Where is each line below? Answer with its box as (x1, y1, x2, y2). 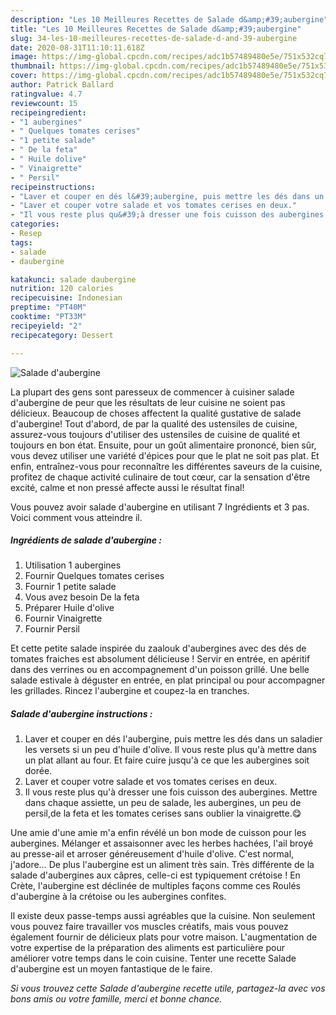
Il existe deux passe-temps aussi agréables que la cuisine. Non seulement (10, 910, 316, 922)
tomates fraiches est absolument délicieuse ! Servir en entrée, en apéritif (10, 653, 311, 665)
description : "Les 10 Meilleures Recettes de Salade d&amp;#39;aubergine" (10, 14, 329, 25)
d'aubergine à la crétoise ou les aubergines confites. (10, 891, 227, 903)
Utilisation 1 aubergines (24, 559, 122, 571)
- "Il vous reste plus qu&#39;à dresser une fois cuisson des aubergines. (10, 210, 329, 220)
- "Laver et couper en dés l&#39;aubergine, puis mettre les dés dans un (10, 191, 325, 201)
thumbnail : (10, 61, 56, 71)
